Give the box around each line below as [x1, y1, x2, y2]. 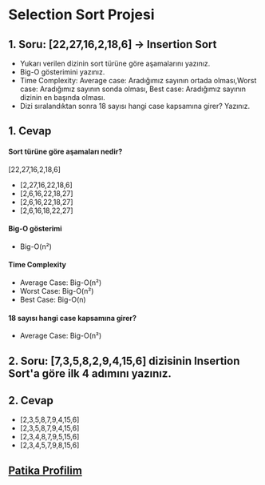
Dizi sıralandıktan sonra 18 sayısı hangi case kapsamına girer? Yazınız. [19, 102, 250, 110]
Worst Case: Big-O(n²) [19, 287, 94, 295]
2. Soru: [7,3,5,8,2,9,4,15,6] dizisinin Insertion [8, 354, 240, 367]
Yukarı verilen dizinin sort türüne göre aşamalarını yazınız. [19, 58, 211, 68]
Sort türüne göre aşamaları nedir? [8, 146, 123, 156]
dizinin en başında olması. [19, 93, 105, 102]
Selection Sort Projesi [8, 6, 155, 24]
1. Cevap [8, 124, 52, 138]
